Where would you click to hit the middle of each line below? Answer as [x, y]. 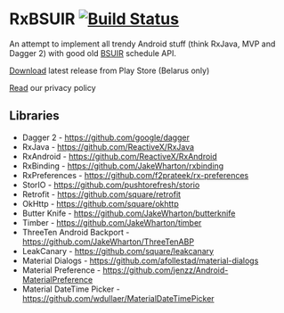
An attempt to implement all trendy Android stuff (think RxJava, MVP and [142, 44]
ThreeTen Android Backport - [76, 232]
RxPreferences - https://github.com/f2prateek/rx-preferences [135, 175]
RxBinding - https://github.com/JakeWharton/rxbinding [123, 166]
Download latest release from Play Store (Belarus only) [110, 70]
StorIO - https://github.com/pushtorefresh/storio [111, 185]
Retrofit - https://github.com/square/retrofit [101, 194]
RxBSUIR [42, 19]
